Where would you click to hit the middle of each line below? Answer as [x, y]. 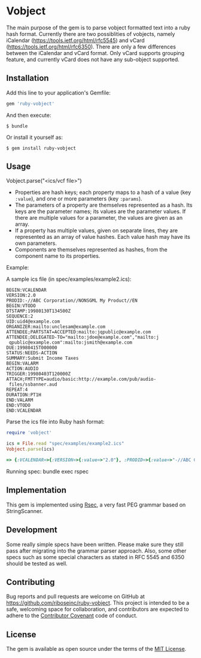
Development [32, 530]
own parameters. [36, 243]
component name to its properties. [57, 256]
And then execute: [29, 115]
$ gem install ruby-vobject [41, 148]
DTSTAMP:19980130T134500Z [38, 311]
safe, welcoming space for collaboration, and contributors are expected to [98, 610]
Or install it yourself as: [34, 137]
